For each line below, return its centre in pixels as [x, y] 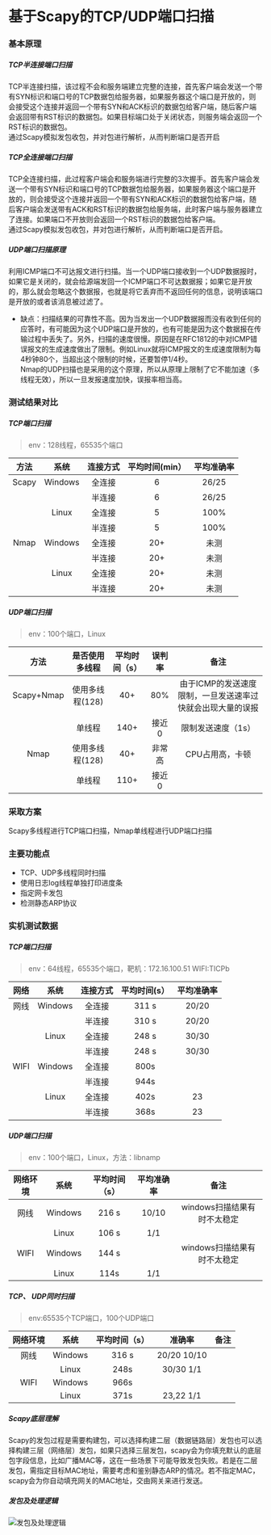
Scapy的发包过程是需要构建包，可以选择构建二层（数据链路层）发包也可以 [132, 1440]
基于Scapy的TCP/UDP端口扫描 [111, 17]
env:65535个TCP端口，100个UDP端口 [91, 1318]
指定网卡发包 [41, 893]
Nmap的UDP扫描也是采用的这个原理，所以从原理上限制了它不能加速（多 [140, 369]
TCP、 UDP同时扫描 [42, 1296]
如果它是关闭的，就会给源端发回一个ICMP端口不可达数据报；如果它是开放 [130, 282]
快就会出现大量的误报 [218, 708]
